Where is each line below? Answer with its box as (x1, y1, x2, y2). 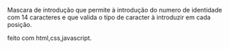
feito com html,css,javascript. (7, 34, 92, 42)
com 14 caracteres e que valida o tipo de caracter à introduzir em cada (7, 13, 211, 21)
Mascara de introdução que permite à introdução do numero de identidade (7, 6, 222, 14)
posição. (7, 21, 33, 28)
